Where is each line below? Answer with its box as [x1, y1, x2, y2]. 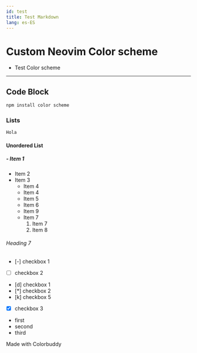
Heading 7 [6, 240, 31, 247]
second [14, 323, 33, 330]
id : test [6, 8, 28, 15]
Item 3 [14, 176, 30, 183]
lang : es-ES [6, 19, 35, 25]
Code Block [6, 86, 49, 97]
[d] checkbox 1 [14, 281, 51, 288]
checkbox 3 [14, 305, 43, 312]
